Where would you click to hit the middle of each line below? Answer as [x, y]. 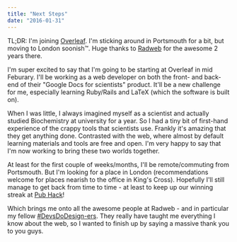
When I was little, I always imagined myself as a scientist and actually [108, 113]
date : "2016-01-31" [36, 21]
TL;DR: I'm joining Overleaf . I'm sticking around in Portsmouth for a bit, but [116, 40]
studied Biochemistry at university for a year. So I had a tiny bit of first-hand [118, 120]
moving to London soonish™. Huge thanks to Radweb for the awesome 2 [112, 48]
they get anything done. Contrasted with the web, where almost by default [116, 136]
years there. [25, 56]
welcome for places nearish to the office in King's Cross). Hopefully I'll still [116, 179]
